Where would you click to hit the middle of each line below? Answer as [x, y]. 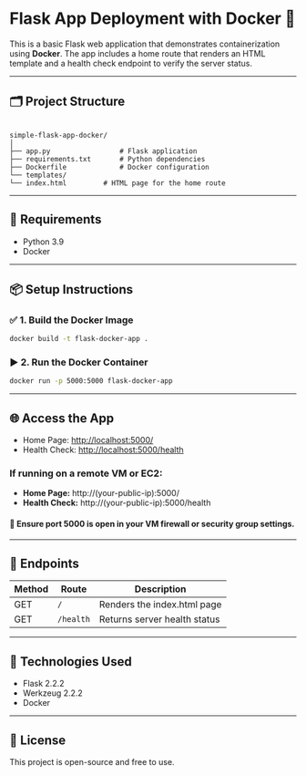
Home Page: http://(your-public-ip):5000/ [101, 493]
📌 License [38, 740]
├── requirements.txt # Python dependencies [107, 159]
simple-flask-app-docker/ [58, 135]
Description [160, 589]
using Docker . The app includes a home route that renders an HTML [138, 53]
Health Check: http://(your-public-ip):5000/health [117, 503]
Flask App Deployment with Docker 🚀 [153, 19]
